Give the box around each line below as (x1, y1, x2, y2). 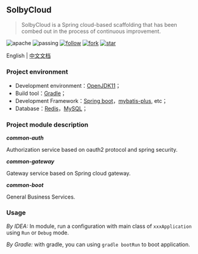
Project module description (6, 121, 89, 129)
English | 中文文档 (6, 52, 51, 59)
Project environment (6, 67, 68, 76)
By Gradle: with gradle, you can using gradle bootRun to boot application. (6, 241, 191, 248)
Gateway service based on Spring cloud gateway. (6, 170, 131, 177)
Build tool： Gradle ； (15, 90, 66, 97)
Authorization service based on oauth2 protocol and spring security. (6, 146, 178, 153)
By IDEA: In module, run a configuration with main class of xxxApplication (6, 222, 192, 230)
